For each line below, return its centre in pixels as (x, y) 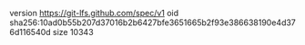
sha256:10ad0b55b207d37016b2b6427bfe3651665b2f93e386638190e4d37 (152, 22)
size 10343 (73, 32)
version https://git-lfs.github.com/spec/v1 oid (94, 13)
